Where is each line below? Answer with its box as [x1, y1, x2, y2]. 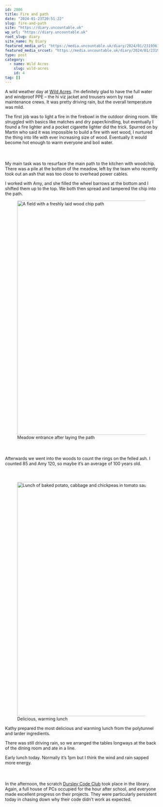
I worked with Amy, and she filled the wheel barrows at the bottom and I [5, 180, 149, 186]
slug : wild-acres [14, 66, 49, 71]
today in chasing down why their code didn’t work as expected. [5, 796, 132, 802]
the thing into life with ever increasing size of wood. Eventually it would [5, 134, 147, 140]
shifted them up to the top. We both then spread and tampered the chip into [5, 185, 156, 191]
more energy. [5, 760, 32, 766]
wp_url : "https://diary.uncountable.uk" [5, 30, 88, 35]
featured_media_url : [5, 43, 47, 48]
